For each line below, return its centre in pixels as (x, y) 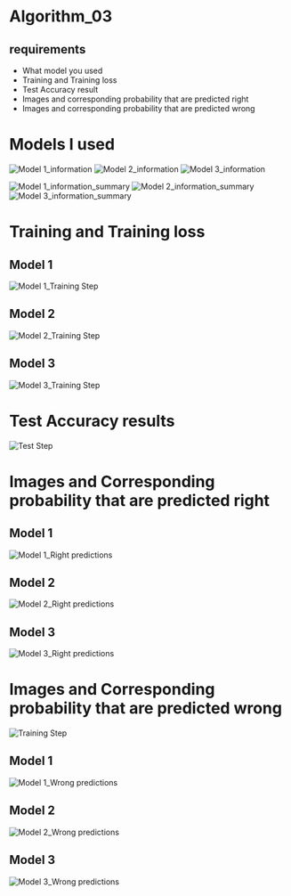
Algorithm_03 (61, 16)
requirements (48, 49)
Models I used (62, 145)
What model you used (62, 70)
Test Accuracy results (92, 421)
